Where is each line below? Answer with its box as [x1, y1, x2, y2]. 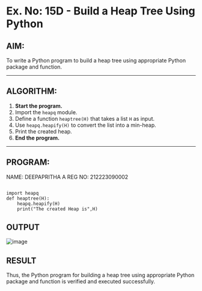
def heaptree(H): [6, 195, 50, 201]
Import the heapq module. [14, 108, 78, 115]
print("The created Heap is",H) [17, 206, 98, 212]
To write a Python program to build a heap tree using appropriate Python [6, 57, 186, 64]
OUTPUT [6, 222, 40, 233]
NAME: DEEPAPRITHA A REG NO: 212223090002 [6, 173, 129, 180]
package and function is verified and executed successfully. [6, 278, 155, 285]
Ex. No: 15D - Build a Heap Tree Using [6, 4, 195, 18]
